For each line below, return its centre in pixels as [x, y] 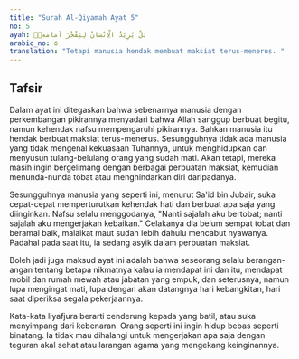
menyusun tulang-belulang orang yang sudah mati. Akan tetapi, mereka [143, 157]
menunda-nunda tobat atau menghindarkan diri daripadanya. [123, 176]
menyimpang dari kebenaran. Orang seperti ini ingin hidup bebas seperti [144, 326]
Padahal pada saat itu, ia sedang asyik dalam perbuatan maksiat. [130, 242]
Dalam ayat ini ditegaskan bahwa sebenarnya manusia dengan [126, 109]
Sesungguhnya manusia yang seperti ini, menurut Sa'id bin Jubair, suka [142, 194]
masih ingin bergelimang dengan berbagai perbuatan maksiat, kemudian [144, 167]
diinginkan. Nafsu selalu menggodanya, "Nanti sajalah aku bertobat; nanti [146, 213]
